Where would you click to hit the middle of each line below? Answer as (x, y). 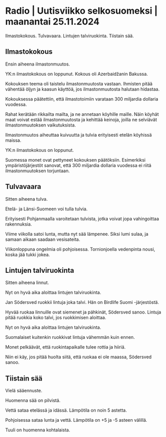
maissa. (13, 140)
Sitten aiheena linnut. (27, 283)
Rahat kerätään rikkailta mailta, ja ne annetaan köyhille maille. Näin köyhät (82, 114)
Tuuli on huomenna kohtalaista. (38, 430)
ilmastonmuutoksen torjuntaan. (37, 171)
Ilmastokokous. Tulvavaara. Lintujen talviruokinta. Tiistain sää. (70, 36)
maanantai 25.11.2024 (52, 22)
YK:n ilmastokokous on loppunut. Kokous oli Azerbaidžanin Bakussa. (77, 74)
